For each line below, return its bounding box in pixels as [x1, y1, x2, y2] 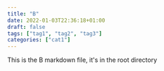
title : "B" [7, 10, 39, 18]
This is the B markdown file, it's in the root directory [7, 56, 158, 64]
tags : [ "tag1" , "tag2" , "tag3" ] [7, 30, 102, 37]
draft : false [7, 23, 46, 30]
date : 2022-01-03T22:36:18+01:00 [7, 17, 106, 24]
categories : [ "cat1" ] [7, 37, 71, 44]
